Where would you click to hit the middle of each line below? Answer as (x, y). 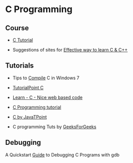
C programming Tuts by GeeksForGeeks (54, 127)
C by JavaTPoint (30, 117)
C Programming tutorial (37, 107)
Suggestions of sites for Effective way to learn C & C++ (70, 50)
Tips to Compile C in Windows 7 (46, 78)
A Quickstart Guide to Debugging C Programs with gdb (62, 154)
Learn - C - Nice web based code (48, 97)
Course (17, 28)
